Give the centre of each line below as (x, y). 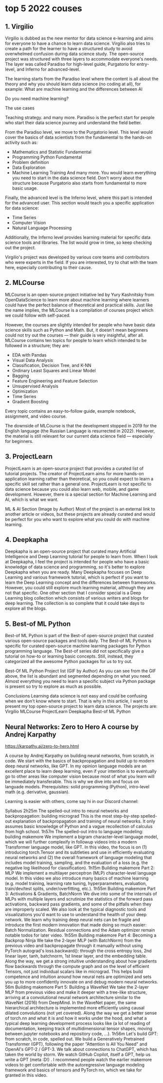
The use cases (20, 108)
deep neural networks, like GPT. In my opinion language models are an (76, 766)
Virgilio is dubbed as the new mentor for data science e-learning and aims (79, 38)
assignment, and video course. (36, 416)
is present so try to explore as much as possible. (54, 686)
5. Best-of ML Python (38, 624)
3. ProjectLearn (29, 457)
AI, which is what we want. (32, 499)
